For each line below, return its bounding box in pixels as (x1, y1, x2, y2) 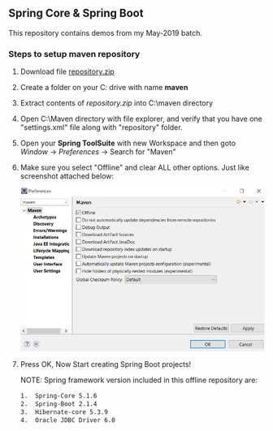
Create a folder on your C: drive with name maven (19, 83, 188, 93)
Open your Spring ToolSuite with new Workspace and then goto (19, 138, 236, 149)
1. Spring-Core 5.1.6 (19, 391, 97, 400)
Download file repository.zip (19, 67, 115, 76)
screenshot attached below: (19, 171, 115, 181)
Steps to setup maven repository (8, 48, 141, 59)
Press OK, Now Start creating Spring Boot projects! (19, 359, 192, 369)
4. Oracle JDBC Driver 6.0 (19, 416, 115, 425)
